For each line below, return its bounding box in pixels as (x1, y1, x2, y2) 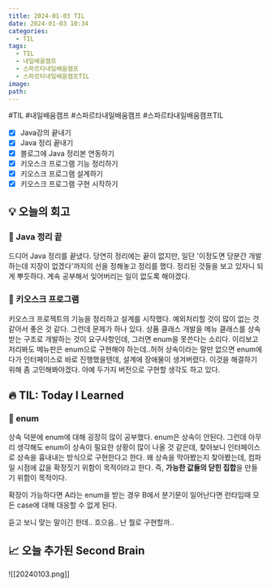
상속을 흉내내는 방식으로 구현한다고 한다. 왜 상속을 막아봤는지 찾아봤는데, (16, 452, 247, 463)
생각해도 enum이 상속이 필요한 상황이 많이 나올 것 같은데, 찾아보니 (16, 442, 226, 452)
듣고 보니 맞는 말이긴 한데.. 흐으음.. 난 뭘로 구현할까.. (8, 517, 174, 528)
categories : (8, 27, 49, 35)
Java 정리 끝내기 (19, 138, 74, 148)
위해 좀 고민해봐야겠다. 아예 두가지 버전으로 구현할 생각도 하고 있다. (8, 365, 221, 374)
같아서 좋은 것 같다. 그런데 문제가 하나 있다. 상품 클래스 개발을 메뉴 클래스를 (8, 324, 246, 334)
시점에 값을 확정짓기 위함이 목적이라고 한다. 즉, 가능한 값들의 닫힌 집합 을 (16, 463, 243, 473)
